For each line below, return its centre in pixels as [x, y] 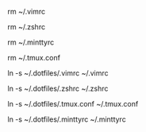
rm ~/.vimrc [27, 12]
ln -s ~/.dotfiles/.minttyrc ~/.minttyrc [67, 119]
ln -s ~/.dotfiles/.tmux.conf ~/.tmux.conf [73, 104]
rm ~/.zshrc [26, 27]
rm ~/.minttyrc [31, 42]
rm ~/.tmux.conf [34, 58]
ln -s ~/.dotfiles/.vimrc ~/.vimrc [58, 73]
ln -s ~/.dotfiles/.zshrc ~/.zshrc [58, 88]
